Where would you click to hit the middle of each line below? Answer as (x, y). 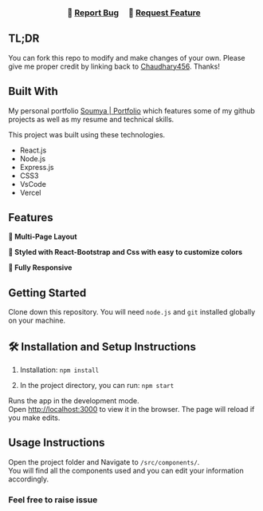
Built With (33, 91)
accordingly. (29, 479)
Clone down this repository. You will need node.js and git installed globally (132, 312)
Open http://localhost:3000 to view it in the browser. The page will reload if (131, 409)
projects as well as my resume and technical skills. (91, 119)
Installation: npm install (59, 370)
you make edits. (34, 418)
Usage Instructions (57, 443)
